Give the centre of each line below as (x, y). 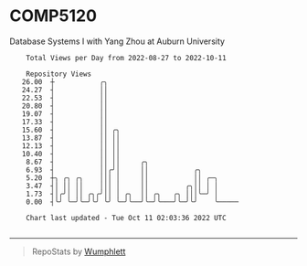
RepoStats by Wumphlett (79, 251)
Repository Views (59, 74)
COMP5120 (53, 16)
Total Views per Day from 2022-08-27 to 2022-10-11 (126, 58)
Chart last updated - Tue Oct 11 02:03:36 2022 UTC (126, 218)
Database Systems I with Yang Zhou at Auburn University (117, 41)
